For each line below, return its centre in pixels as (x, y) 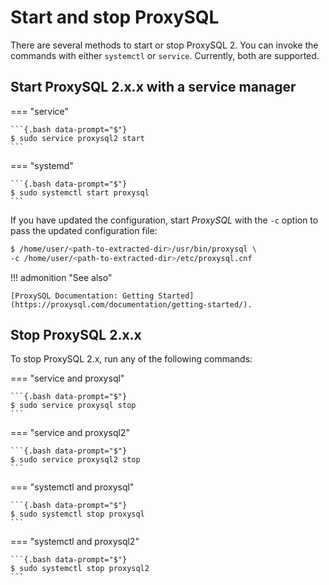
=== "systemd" (42, 165)
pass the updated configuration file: (84, 230)
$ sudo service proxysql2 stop (75, 460)
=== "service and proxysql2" (70, 433)
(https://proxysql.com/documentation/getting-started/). (131, 304)
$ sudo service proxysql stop (73, 406)
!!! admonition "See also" (61, 277)
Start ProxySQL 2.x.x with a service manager (153, 87)
